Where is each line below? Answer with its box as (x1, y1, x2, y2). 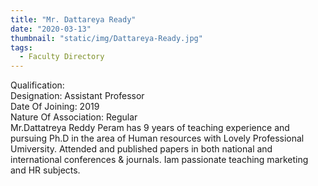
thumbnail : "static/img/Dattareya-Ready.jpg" (10, 33, 203, 43)
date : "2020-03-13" (10, 24, 92, 34)
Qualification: (10, 79, 65, 91)
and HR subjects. (10, 164, 81, 176)
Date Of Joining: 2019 (10, 101, 100, 113)
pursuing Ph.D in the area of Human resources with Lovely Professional (10, 132, 305, 145)
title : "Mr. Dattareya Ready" (10, 14, 137, 25)
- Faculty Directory (19, 52, 105, 62)
